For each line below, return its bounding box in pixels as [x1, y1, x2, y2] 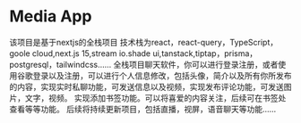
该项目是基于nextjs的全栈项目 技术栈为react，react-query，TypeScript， [9, 37, 279, 47]
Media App [9, 6, 92, 27]
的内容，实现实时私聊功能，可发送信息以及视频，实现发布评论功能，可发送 [9, 81, 284, 92]
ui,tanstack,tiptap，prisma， [151, 47, 258, 59]
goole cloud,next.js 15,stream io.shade [9, 47, 151, 59]
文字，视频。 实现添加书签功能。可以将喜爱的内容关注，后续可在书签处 [24, 92, 287, 103]
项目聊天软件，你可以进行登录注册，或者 [128, 59, 279, 70]
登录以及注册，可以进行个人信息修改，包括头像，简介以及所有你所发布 [32, 70, 292, 81]
